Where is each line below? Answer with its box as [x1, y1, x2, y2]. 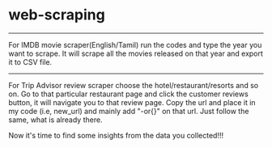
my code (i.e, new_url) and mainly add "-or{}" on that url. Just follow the [8, 106, 249, 116]
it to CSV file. [8, 57, 53, 66]
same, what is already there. [8, 115, 103, 125]
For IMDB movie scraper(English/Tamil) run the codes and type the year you [8, 40, 262, 49]
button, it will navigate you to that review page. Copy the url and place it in [8, 97, 257, 107]
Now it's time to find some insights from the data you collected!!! [8, 130, 224, 140]
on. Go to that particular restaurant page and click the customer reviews [8, 89, 249, 99]
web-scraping [8, 6, 105, 24]
